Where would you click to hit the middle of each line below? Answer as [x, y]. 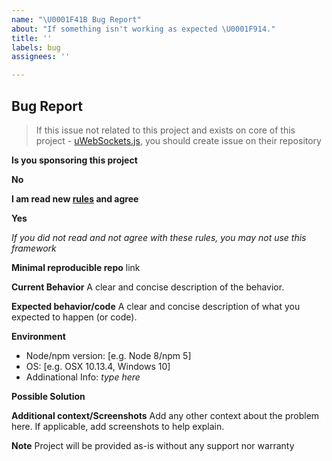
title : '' [32, 38]
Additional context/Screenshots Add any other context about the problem [165, 415]
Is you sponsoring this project [74, 160]
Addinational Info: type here [83, 377]
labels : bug [36, 47]
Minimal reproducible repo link [76, 267]
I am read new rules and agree [75, 198]
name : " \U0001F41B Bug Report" [76, 19]
